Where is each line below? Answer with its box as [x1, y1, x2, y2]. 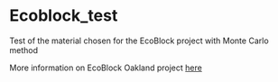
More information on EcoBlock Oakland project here [9, 62, 203, 73]
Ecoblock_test [9, 5, 118, 26]
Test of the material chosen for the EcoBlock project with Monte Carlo [9, 35, 269, 46]
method [9, 44, 39, 55]
